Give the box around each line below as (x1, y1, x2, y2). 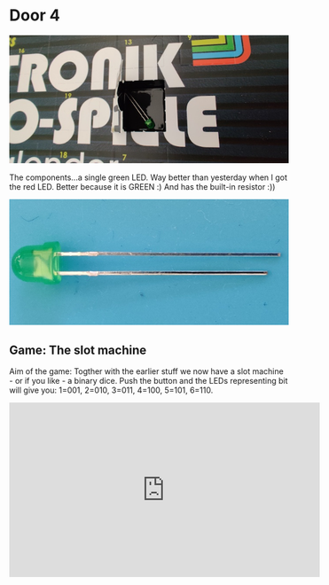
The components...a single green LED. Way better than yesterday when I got (9, 172, 288, 183)
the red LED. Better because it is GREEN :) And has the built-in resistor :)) (9, 181, 276, 191)
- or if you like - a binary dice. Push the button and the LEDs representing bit (9, 376, 288, 386)
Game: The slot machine (9, 342, 147, 357)
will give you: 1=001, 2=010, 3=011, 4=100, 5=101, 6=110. (9, 385, 214, 395)
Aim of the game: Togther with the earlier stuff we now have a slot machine (9, 366, 284, 377)
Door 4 (9, 5, 60, 26)
